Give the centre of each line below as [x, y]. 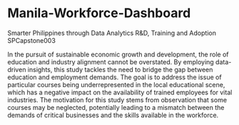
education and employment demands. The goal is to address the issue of [115, 77]
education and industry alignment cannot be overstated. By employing [111, 61]
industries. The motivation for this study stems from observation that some [117, 100]
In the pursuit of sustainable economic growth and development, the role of [118, 54]
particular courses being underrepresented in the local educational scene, [116, 84]
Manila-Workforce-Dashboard [99, 13]
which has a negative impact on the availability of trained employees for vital [120, 92]
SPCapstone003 [31, 40]
